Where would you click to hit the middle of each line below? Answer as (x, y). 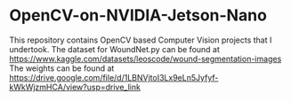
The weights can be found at (62, 68)
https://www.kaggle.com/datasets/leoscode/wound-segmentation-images (145, 58)
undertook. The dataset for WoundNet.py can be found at (115, 49)
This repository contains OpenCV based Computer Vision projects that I (141, 40)
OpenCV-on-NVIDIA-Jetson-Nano (138, 16)
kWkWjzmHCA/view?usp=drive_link (75, 87)
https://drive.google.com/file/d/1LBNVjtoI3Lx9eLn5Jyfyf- (114, 77)
